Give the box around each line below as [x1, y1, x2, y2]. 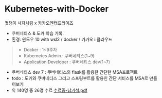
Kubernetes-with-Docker [4, 3, 109, 15]
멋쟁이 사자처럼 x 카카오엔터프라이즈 [4, 20, 73, 26]
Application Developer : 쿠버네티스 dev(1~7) [23, 59, 110, 65]
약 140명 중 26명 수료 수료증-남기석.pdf [11, 87, 88, 93]
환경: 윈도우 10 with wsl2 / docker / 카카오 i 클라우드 [11, 36, 113, 42]
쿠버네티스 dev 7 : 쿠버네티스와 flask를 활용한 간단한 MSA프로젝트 [11, 69, 138, 75]
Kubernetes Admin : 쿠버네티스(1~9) [23, 52, 95, 59]
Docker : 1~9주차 [23, 47, 57, 52]
